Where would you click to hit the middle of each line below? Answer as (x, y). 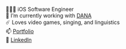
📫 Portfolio (20, 31)
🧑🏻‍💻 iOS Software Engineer (40, 9)
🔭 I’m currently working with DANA (49, 16)
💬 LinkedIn (19, 40)
